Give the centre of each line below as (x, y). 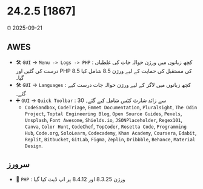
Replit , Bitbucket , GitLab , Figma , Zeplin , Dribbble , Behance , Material (110, 139)
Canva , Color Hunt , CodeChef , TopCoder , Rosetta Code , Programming (106, 126)
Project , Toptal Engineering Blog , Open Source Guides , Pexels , (103, 114)
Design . (34, 146)
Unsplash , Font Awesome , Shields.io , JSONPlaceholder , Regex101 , (104, 120)
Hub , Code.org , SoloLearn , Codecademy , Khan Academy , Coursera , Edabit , (111, 133)
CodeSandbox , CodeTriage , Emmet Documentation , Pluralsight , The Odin (111, 107)
